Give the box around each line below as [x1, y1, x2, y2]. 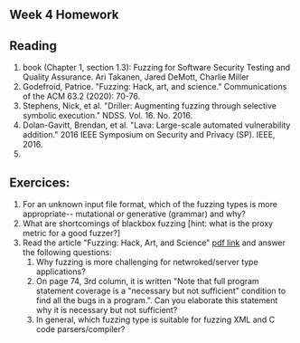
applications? [35, 266, 86, 277]
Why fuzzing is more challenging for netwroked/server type [35, 257, 259, 268]
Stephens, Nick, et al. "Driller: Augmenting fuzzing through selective [22, 100, 277, 111]
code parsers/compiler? [35, 324, 126, 335]
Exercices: [9, 175, 70, 190]
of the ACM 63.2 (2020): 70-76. [22, 91, 141, 102]
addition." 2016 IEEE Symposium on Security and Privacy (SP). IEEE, [22, 129, 276, 140]
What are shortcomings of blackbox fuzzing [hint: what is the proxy [22, 218, 274, 229]
